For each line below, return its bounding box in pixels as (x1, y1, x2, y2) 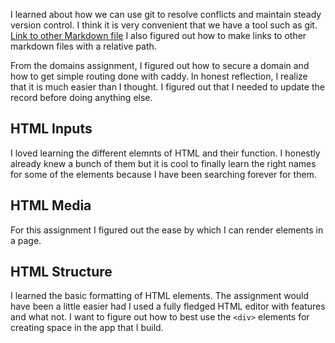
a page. (10, 234, 42, 246)
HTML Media (10, 197, 92, 214)
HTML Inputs (10, 120, 93, 138)
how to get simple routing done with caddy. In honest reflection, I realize (10, 70, 308, 82)
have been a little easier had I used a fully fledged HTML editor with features (10, 300, 326, 313)
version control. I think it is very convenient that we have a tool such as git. (10, 19, 318, 31)
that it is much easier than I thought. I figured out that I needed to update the (10, 81, 325, 93)
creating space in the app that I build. (10, 322, 164, 334)
